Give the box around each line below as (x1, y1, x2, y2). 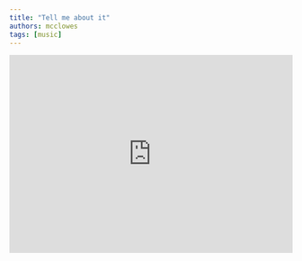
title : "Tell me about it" (9, 13, 111, 22)
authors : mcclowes (9, 22, 78, 31)
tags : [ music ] (9, 30, 63, 39)
